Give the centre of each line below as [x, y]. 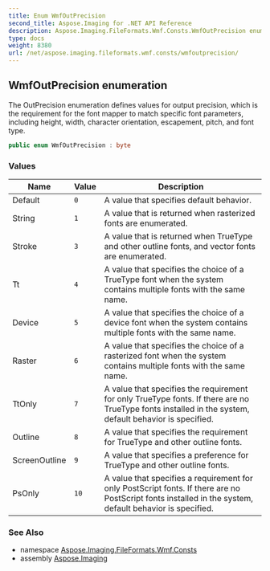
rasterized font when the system [165, 356]
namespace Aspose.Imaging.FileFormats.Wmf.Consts [108, 550]
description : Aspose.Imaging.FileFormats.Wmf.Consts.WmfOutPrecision [127, 31]
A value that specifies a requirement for [178, 478]
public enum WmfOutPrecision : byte [70, 145]
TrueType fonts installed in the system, [177, 409]
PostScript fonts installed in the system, [179, 498]
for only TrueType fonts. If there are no [177, 398]
